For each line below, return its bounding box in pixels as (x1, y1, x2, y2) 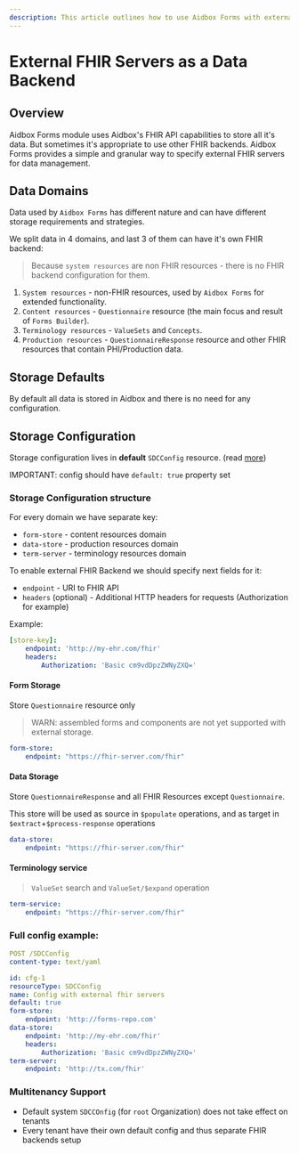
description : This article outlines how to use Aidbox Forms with (9, 12, 261, 22)
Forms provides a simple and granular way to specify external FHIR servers (9, 148, 285, 158)
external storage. (30, 727, 94, 737)
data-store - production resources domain (21, 539, 179, 549)
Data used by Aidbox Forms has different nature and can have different (9, 207, 267, 218)
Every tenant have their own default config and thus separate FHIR (21, 1125, 267, 1135)
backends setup (21, 1134, 82, 1145)
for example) (21, 602, 69, 613)
